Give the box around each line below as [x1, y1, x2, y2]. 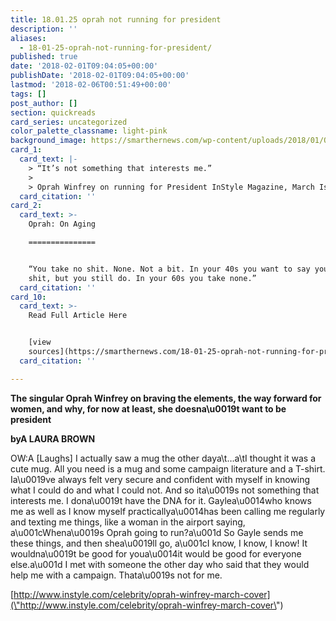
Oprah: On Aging [28, 219, 97, 230]
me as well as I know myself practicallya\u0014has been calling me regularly [10, 505, 326, 517]
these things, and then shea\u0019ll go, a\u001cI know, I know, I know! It [10, 537, 308, 549]
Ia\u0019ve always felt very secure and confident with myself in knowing [10, 473, 311, 485]
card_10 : [10, 292, 47, 302]
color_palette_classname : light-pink [10, 126, 168, 136]
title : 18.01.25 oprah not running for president [10, 14, 222, 25]
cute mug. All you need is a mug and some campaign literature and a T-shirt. [10, 462, 326, 475]
